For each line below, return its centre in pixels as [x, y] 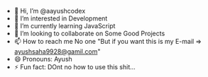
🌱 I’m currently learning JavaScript [65, 26]
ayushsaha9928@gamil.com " [57, 52]
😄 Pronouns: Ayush [43, 59]
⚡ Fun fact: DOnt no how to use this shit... [75, 67]
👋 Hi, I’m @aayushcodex [50, 11]
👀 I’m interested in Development [61, 18]
